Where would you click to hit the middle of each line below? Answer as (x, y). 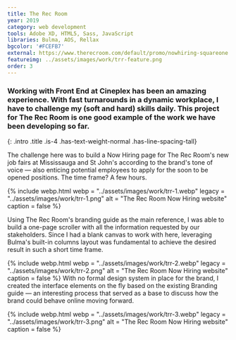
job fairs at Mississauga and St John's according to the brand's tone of (110, 162)
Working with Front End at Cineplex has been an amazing (107, 91)
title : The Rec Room (38, 14)
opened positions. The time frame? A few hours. (77, 177)
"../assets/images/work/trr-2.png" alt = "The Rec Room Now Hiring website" (118, 270)
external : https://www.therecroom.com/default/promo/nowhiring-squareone (118, 53)
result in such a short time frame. (55, 249)
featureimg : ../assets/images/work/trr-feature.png (85, 60)
